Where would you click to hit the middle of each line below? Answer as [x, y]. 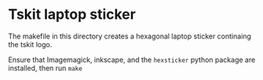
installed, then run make [45, 67]
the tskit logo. [30, 44]
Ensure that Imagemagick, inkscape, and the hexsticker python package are [132, 60]
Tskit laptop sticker [72, 15]
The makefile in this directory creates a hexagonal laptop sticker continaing [130, 36]
